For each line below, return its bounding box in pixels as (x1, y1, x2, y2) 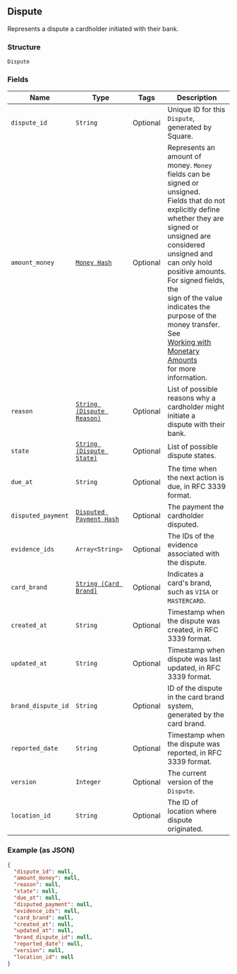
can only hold (167, 258, 213, 268)
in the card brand (167, 692, 224, 702)
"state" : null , (13, 888, 59, 895)
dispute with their (167, 420, 226, 430)
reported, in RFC (167, 748, 222, 758)
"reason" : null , (13, 881, 61, 888)
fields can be (167, 169, 210, 179)
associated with (167, 549, 220, 558)
